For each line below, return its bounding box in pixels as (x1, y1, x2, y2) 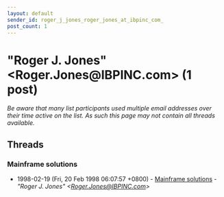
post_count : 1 (7, 23, 48, 30)
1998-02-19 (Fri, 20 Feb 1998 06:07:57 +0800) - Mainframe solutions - (16, 175, 217, 183)
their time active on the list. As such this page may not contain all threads (7, 111, 216, 120)
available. (7, 119, 36, 127)
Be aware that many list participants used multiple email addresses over (7, 104, 212, 113)
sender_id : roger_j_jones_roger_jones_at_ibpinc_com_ (7, 16, 164, 23)
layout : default (7, 10, 53, 17)
